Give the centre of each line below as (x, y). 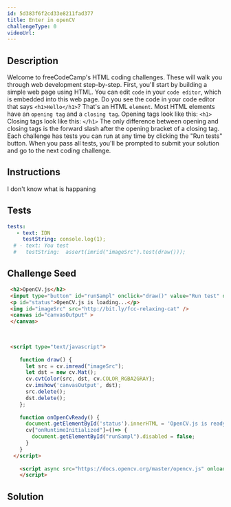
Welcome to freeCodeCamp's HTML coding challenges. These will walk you (114, 77)
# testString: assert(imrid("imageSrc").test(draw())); (100, 252)
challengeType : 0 (32, 26)
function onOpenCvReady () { (59, 417)
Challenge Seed (42, 274)
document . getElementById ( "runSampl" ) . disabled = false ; (113, 437)
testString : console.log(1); (64, 239)
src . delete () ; (46, 392)
